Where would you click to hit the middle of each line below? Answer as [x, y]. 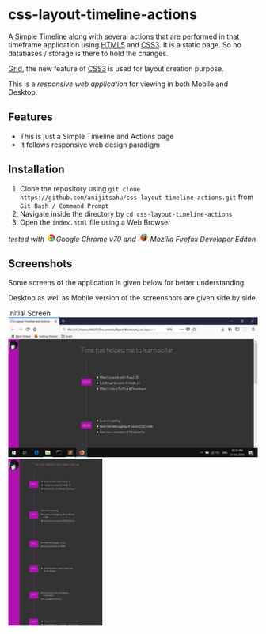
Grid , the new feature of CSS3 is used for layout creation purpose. [116, 68]
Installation [36, 170]
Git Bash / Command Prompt [64, 206]
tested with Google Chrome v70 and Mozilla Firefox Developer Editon [132, 239]
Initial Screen [30, 313]
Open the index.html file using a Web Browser [95, 222]
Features [30, 117]
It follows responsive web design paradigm [90, 145]
